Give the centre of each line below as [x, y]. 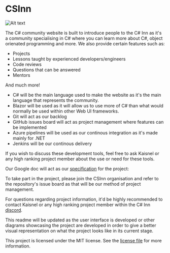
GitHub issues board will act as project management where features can [88, 122]
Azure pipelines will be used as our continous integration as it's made [85, 132]
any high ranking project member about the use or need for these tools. [80, 159]
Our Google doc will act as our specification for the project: [67, 168]
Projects [21, 53]
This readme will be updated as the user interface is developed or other [80, 220]
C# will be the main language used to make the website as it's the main [87, 95]
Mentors [21, 75]
